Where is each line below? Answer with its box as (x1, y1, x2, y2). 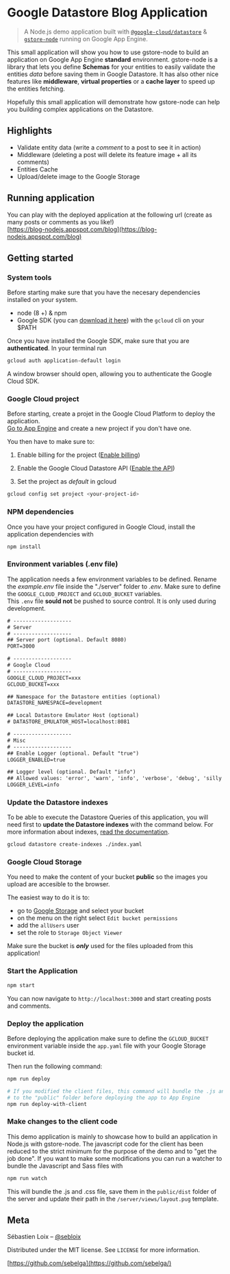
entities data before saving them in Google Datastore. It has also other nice (7, 70, 219, 78)
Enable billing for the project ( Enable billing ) (16, 451, 140, 459)
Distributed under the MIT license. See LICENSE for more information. (7, 1246, 201, 1254)
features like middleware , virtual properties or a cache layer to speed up (7, 77, 216, 85)
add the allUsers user (16, 921, 80, 930)
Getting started (7, 252, 74, 263)
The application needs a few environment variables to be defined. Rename (7, 575, 217, 583)
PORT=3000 (7, 643, 36, 650)
